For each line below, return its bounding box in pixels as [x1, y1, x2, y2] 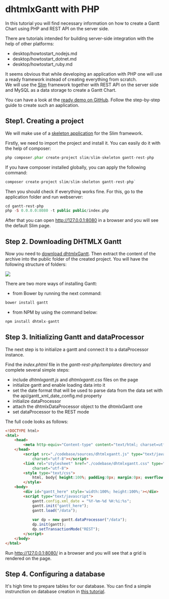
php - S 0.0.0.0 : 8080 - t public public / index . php [5, 208, 109, 213]
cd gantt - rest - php [5, 203, 44, 209]
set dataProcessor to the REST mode [12, 408, 90, 414]
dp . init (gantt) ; [32, 522, 66, 527]
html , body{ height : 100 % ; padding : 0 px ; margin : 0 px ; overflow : [32, 475, 165, 480]
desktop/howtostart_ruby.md [12, 61, 73, 67]
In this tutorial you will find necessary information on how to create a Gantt [5, 20, 160, 26]
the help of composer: [5, 145, 51, 151]
